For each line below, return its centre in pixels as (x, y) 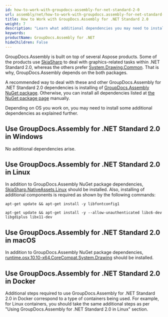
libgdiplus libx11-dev (29, 217)
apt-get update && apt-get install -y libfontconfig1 (62, 204)
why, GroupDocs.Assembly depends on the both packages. (66, 72)
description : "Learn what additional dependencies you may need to (77, 28)
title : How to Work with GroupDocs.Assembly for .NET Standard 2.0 (77, 19)
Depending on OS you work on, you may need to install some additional (79, 107)
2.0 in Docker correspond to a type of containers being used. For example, (82, 298)
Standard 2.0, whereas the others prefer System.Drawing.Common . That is (82, 67)
